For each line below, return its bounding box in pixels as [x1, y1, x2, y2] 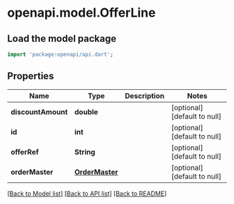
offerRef [10, 147, 40, 157]
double [74, 107, 99, 116]
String [74, 147, 95, 157]
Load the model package [7, 33, 117, 45]
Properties [7, 70, 54, 82]
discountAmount [10, 107, 68, 116]
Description [125, 91, 165, 100]
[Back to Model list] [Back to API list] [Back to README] [7, 189, 167, 198]
